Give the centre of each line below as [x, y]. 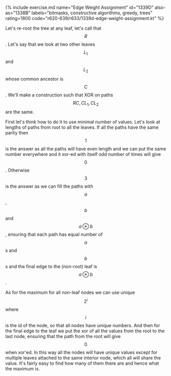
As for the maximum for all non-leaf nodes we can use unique [70, 292]
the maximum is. [22, 369]
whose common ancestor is [34, 78]
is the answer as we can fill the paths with [49, 186]
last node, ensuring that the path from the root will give [63, 337]
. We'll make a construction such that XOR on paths [59, 95]
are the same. [20, 112]
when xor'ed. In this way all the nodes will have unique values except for [81, 352]
